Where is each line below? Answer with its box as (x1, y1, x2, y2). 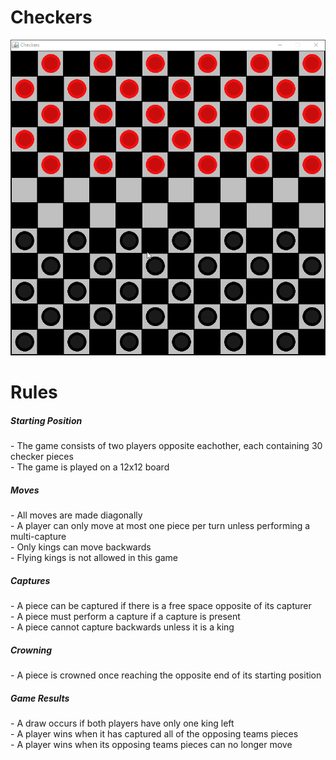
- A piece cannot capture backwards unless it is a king (10, 621, 235, 633)
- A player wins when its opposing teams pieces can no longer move (10, 739, 293, 751)
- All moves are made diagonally (10, 509, 143, 521)
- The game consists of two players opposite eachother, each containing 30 (10, 440, 323, 452)
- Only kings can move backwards (10, 541, 152, 553)
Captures (10, 574, 51, 586)
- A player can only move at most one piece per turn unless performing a (10, 520, 311, 532)
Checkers (10, 6, 93, 29)
